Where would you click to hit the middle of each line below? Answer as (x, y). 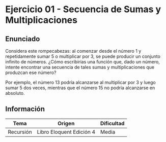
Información (25, 109)
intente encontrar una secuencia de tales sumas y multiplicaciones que (80, 67)
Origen (66, 123)
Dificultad (112, 123)
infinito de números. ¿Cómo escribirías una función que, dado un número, (83, 62)
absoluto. (15, 93)
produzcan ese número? (31, 73)
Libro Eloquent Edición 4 (66, 132)
